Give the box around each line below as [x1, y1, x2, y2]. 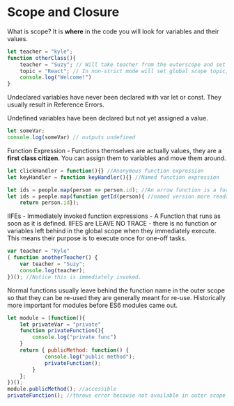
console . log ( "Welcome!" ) [19, 74, 92, 81]
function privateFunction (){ [19, 327, 104, 334]
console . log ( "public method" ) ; [44, 353, 136, 360]
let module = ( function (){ [7, 314, 86, 321]
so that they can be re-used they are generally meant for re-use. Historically [7, 293, 226, 302]
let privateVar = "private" [19, 321, 101, 328]
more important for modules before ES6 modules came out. [7, 301, 178, 309]
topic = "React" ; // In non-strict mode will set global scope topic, [19, 68, 229, 75]
